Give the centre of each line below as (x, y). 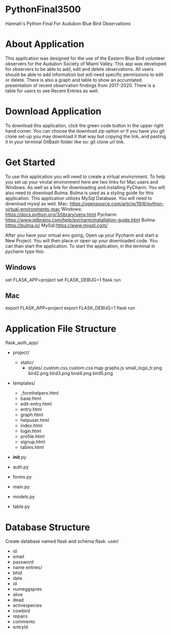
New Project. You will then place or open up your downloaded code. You (81, 240)
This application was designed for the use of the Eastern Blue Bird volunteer (85, 58)
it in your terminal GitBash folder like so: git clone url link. (65, 142)
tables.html (32, 447)
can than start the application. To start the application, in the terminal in (80, 246)
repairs (20, 616)
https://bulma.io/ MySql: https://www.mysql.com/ (57, 225)
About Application (45, 44)
